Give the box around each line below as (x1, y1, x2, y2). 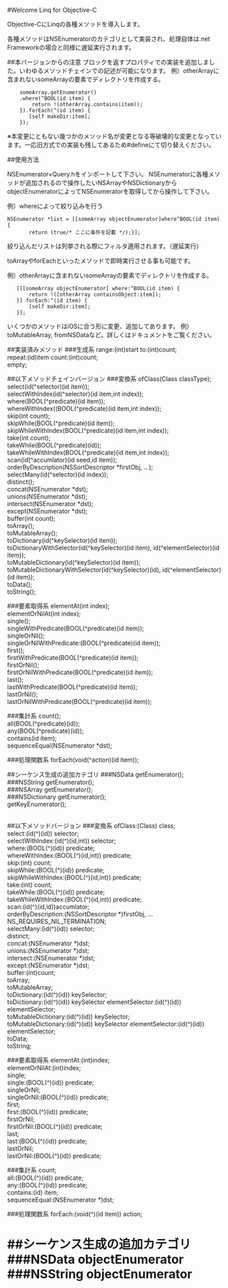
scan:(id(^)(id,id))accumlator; (7, 903, 90, 911)
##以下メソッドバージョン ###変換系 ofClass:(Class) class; (7, 822, 176, 829)
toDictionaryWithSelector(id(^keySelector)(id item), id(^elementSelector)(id (7, 544, 220, 552)
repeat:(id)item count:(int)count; (7, 353, 99, 361)
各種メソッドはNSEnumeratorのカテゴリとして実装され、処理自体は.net (7, 34, 210, 43)
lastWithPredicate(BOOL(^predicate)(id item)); (7, 683, 138, 691)
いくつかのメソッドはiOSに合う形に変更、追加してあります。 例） (7, 322, 193, 330)
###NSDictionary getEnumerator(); (7, 793, 107, 801)
